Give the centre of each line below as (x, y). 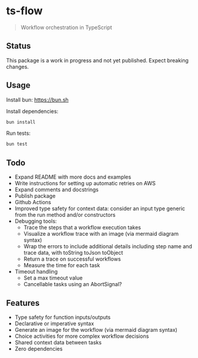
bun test (17, 144)
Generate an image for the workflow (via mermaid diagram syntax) (96, 330)
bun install (21, 122)
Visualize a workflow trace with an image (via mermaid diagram (101, 234)
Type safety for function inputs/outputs (63, 317)
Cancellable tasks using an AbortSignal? (73, 284)
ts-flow (25, 11)
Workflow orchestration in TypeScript (66, 27)
